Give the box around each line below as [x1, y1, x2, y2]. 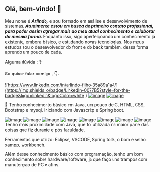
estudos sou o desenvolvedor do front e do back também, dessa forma [5, 44, 149, 49]
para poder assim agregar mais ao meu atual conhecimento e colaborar [5, 28, 155, 34]
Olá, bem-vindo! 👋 [5, 5, 62, 13]
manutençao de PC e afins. [5, 161, 60, 167]
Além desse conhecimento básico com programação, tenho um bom [5, 151, 143, 157]
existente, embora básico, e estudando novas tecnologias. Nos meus [5, 39, 144, 45]
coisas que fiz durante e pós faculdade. [5, 127, 85, 133]
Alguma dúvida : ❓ [5, 59, 42, 65]
